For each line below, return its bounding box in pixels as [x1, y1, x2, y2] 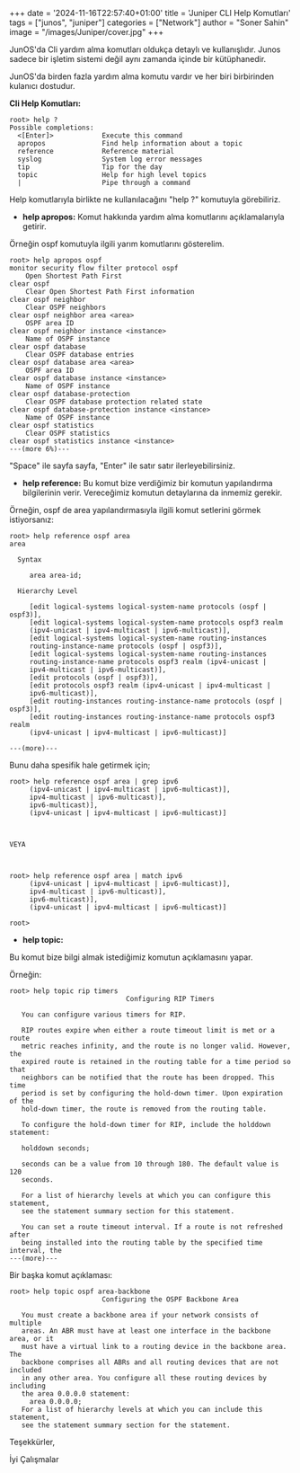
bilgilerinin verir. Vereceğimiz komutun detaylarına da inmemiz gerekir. [22, 487, 283, 498]
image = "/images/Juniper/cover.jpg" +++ [9, 27, 164, 37]
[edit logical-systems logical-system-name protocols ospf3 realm [29, 618, 283, 627]
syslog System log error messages [17, 155, 203, 164]
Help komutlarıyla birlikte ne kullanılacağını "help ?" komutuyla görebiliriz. [9, 194, 281, 205]
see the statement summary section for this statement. [21, 1207, 235, 1216]
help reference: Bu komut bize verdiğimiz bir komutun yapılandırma [22, 478, 273, 488]
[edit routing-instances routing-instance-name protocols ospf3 [29, 713, 276, 722]
